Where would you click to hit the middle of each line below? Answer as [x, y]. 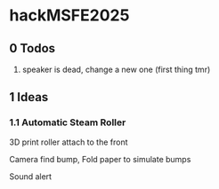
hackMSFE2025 [69, 16]
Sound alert [30, 176]
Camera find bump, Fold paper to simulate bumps [100, 159]
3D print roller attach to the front [69, 142]
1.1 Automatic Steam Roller [68, 122]
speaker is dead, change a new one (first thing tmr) [116, 69]
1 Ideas [29, 97]
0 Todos [32, 48]
